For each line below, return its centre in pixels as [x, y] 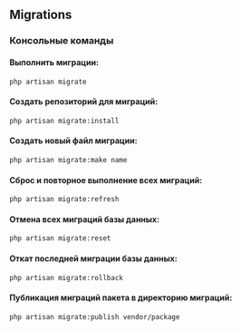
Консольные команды [62, 41]
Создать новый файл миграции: [73, 141]
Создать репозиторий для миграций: [84, 102]
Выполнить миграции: [54, 62]
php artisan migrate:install [64, 121]
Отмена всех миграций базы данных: [85, 219]
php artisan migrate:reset [60, 239]
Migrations [41, 15]
